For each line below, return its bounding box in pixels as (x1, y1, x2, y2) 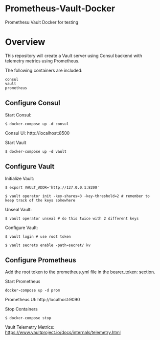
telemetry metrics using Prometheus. (5, 57, 80, 64)
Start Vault (5, 140, 26, 145)
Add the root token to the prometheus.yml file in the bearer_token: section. (5, 269, 156, 275)
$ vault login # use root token (5, 234, 71, 239)
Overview (5, 36, 46, 48)
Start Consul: (5, 112, 32, 118)
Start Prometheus (5, 279, 41, 284)
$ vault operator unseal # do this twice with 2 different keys (5, 216, 139, 221)
